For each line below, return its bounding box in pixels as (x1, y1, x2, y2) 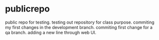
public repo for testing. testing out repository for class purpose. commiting (5, 19, 155, 25)
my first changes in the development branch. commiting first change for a (5, 24, 153, 30)
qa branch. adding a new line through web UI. (5, 29, 96, 35)
